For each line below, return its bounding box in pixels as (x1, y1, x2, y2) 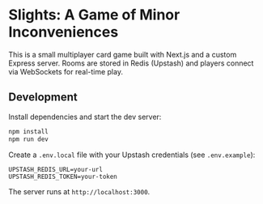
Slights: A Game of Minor (8, 6, 180, 24)
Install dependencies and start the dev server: (8, 112, 162, 121)
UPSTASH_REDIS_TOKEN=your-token (8, 172, 117, 181)
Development (8, 91, 78, 104)
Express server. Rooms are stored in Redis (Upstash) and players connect (8, 58, 254, 68)
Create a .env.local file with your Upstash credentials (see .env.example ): (8, 150, 256, 159)
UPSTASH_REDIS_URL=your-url (8, 165, 104, 173)
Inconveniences (8, 23, 119, 41)
